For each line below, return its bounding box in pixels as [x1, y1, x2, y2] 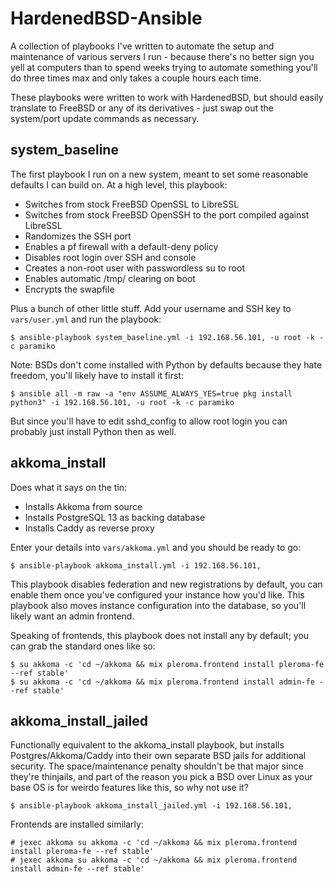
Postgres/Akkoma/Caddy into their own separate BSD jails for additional [10, 750, 307, 762]
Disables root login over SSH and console [24, 251, 197, 263]
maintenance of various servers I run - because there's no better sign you [10, 50, 315, 62]
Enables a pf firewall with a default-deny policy [24, 240, 219, 252]
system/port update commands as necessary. [10, 112, 200, 124]
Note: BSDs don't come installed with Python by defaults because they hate [10, 358, 323, 371]
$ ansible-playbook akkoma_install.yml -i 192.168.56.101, [10, 560, 262, 571]
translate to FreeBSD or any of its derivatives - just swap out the [10, 102, 274, 114]
